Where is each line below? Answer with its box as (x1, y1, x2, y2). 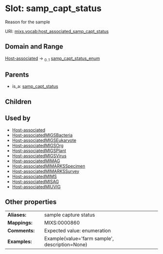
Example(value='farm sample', (44, 235, 114, 242)
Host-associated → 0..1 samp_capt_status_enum (5, 55, 100, 62)
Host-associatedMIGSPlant (12, 148, 66, 153)
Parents (5, 70, 29, 79)
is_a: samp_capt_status (12, 84, 58, 89)
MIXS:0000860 (44, 220, 80, 226)
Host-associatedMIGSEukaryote (12, 137, 77, 143)
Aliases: (7, 212, 27, 219)
